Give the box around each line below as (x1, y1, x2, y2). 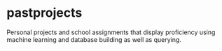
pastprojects (6, 5, 83, 21)
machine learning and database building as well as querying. (6, 35, 181, 43)
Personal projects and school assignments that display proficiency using (6, 28, 216, 36)
